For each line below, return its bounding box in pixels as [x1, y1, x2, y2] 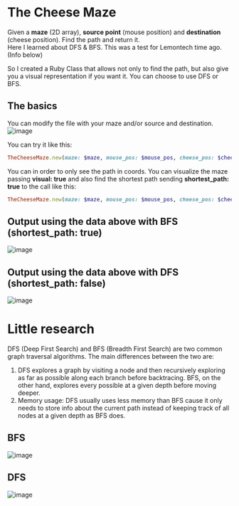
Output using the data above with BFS [7, 215, 179, 228]
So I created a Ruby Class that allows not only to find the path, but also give [7, 64, 229, 73]
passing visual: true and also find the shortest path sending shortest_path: [7, 174, 230, 183]
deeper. [17, 389, 41, 397]
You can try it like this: [7, 140, 73, 149]
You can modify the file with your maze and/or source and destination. [7, 119, 213, 127]
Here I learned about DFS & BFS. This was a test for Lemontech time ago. [7, 43, 223, 51]
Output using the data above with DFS [7, 266, 179, 278]
